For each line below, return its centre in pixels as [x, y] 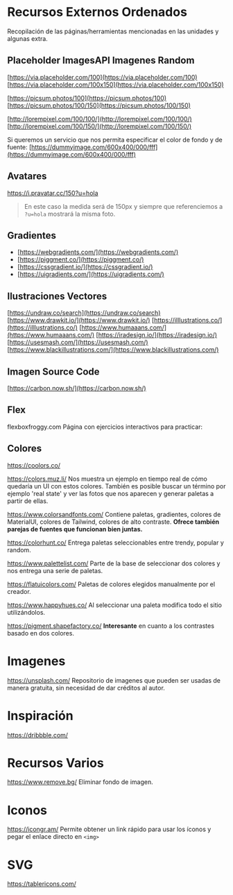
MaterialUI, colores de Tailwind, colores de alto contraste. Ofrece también [113, 522]
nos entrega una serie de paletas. [55, 570]
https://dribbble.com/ [37, 735]
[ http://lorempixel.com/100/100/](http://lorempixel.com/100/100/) [100, 119]
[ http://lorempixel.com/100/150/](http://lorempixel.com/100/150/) [100, 126]
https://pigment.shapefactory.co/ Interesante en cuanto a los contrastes [111, 626]
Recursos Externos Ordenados [97, 12]
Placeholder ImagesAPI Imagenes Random [101, 61]
